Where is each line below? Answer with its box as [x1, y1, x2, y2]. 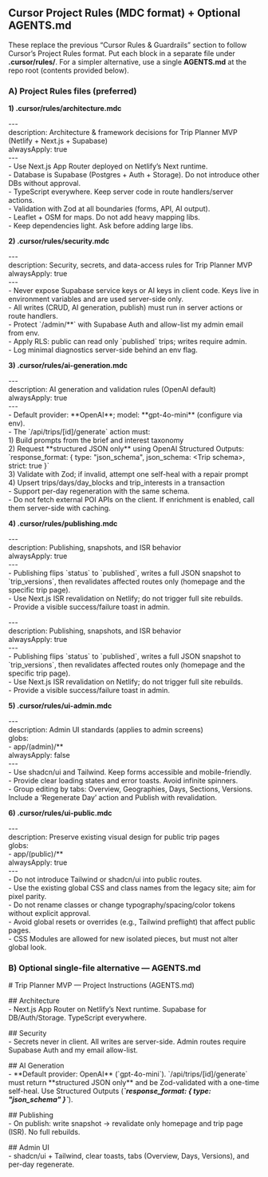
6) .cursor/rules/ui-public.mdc [8, 808, 112, 818]
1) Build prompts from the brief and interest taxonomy [8, 435, 184, 446]
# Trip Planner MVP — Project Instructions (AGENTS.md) [8, 981, 195, 990]
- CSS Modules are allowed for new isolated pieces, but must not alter [8, 934, 238, 944]
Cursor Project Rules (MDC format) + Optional [8, 6, 241, 20]
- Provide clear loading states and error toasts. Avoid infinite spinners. [8, 776, 238, 786]
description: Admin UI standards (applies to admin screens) [8, 725, 203, 735]
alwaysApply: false [8, 751, 70, 760]
